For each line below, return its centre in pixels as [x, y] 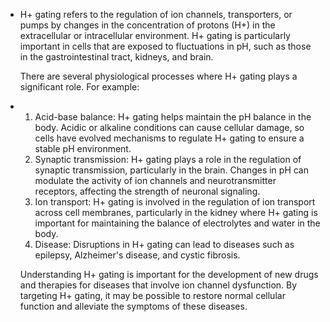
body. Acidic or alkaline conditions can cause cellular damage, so [169, 127]
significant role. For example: [79, 87]
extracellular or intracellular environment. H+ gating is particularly [155, 35]
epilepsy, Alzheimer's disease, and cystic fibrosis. [137, 255]
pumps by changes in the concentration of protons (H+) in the [147, 25]
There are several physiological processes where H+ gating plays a [158, 76]
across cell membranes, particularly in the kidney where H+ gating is [176, 212]
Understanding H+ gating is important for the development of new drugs [169, 274]
